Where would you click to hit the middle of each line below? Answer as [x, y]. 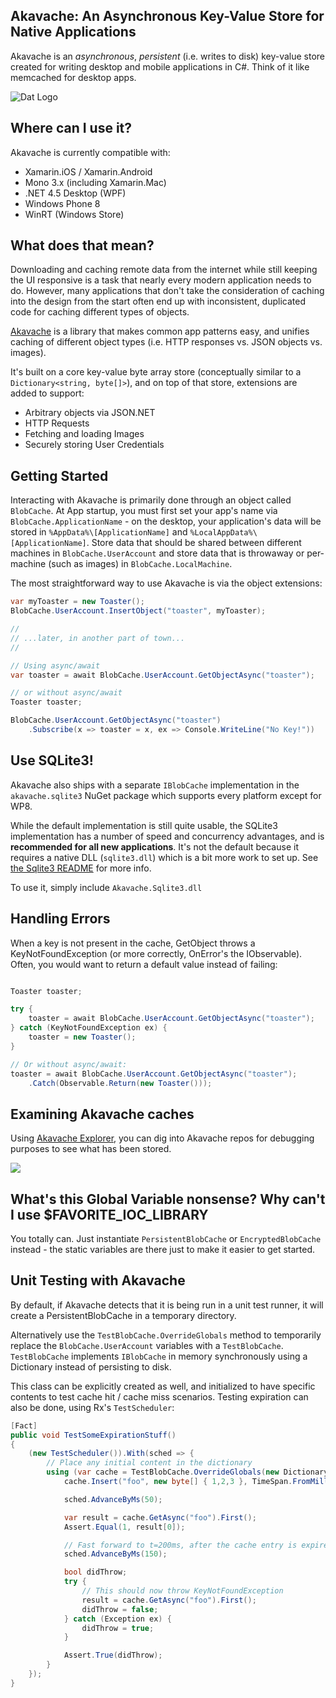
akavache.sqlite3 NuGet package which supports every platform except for [166, 795]
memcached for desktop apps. [73, 77]
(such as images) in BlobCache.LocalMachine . [140, 564]
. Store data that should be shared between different [194, 543]
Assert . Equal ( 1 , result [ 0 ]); [124, 1527]
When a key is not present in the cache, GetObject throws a [133, 943]
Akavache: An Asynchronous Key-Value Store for [167, 16]
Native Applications [73, 32]
